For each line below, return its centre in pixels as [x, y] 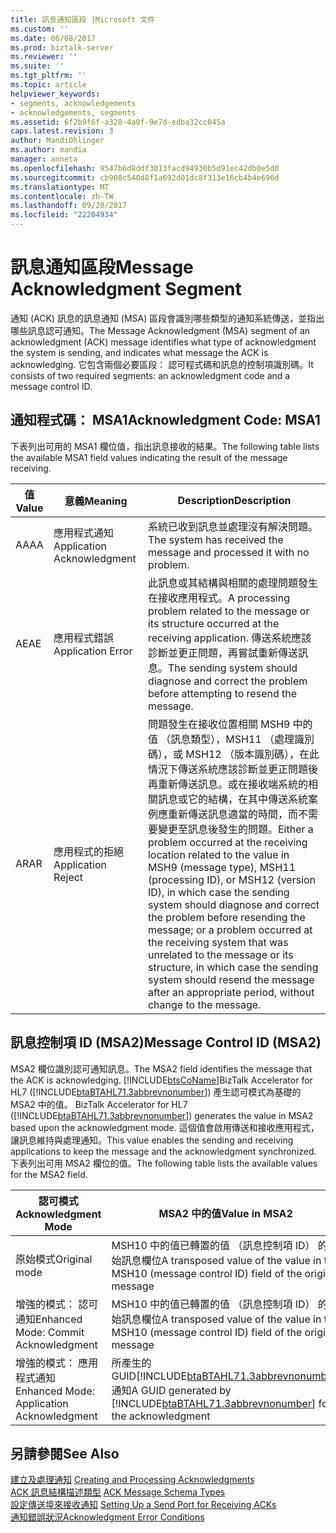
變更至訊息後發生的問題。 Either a [235, 829]
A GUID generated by [181, 1390]
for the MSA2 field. [49, 1174]
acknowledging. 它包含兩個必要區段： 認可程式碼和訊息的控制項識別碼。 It [162, 364]
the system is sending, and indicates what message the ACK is [139, 352]
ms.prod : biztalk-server [62, 47]
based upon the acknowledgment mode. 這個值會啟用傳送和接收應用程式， [165, 1127]
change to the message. [204, 1004]
